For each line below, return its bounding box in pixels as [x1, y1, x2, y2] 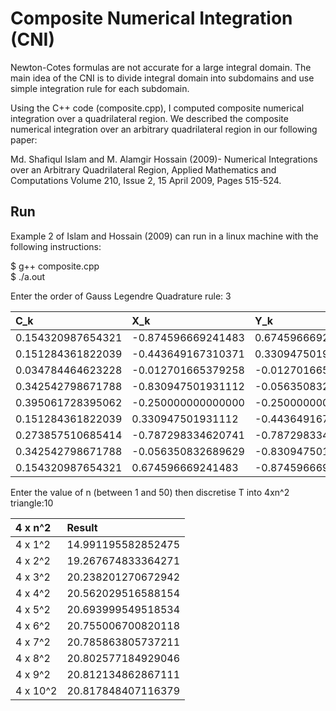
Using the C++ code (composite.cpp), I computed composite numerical [10, 102, 305, 114]
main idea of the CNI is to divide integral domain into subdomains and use [10, 72, 315, 84]
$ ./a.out [10, 270, 46, 282]
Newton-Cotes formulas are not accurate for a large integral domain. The [10, 61, 312, 73]
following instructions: [10, 240, 102, 252]
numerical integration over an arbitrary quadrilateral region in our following [10, 123, 318, 135]
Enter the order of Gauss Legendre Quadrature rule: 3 [10, 290, 232, 302]
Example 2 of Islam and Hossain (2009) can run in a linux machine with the [10, 230, 319, 242]
